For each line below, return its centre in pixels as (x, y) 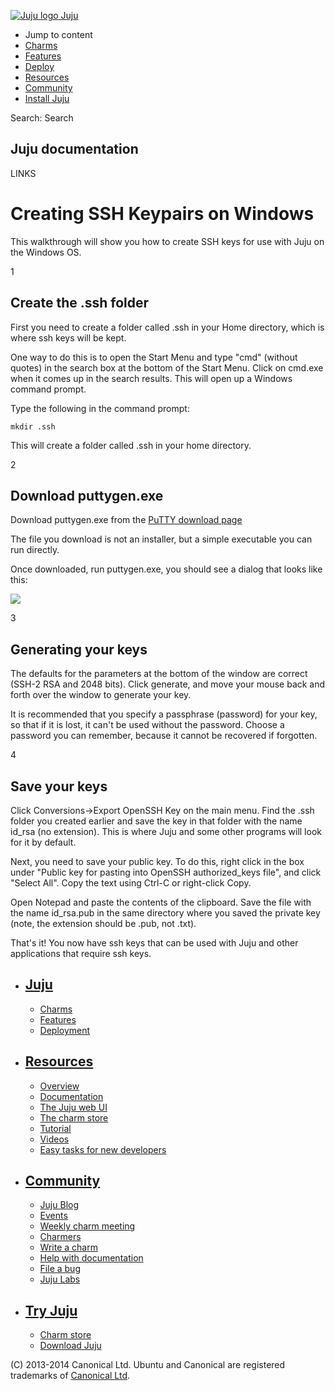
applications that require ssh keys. (81, 953)
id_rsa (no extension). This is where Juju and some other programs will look (166, 831)
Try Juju (51, 1310)
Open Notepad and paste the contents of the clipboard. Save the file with (161, 902)
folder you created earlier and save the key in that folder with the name (156, 821)
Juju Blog (59, 1205)
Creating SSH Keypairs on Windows (162, 214)
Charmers (60, 1237)
